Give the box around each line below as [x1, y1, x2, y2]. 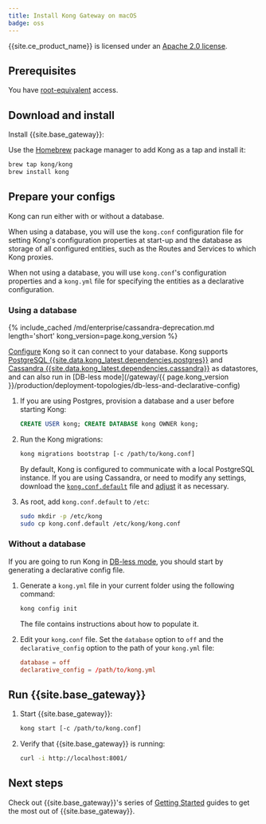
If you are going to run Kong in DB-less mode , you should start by [8, 557, 224, 566]
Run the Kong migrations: [19, 434, 104, 444]
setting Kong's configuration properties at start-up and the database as [8, 235, 243, 244]
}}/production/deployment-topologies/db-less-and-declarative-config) [8, 380, 241, 390]
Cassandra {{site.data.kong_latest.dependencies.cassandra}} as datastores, [8, 363, 259, 373]
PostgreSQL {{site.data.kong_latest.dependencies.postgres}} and [8, 355, 223, 364]
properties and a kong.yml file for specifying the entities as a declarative [8, 276, 244, 286]
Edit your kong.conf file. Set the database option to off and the [19, 634, 224, 644]
